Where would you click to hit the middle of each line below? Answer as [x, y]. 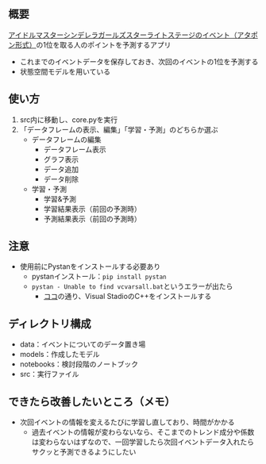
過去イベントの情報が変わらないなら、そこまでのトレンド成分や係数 [143, 432]
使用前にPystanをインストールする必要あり [90, 267]
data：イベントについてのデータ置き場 [83, 344]
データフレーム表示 [75, 149]
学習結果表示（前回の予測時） [92, 209]
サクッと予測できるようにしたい [84, 452]
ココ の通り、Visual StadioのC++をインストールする [127, 297]
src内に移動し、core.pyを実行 [69, 119]
